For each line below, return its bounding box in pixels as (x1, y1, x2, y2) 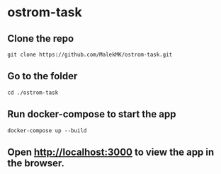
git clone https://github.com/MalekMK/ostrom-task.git (7, 51, 173, 58)
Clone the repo (7, 33, 74, 45)
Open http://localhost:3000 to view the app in (7, 146, 215, 158)
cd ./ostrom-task (7, 89, 59, 96)
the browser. (7, 157, 65, 170)
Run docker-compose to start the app (7, 108, 176, 120)
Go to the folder (7, 70, 78, 82)
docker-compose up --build (7, 127, 87, 134)
